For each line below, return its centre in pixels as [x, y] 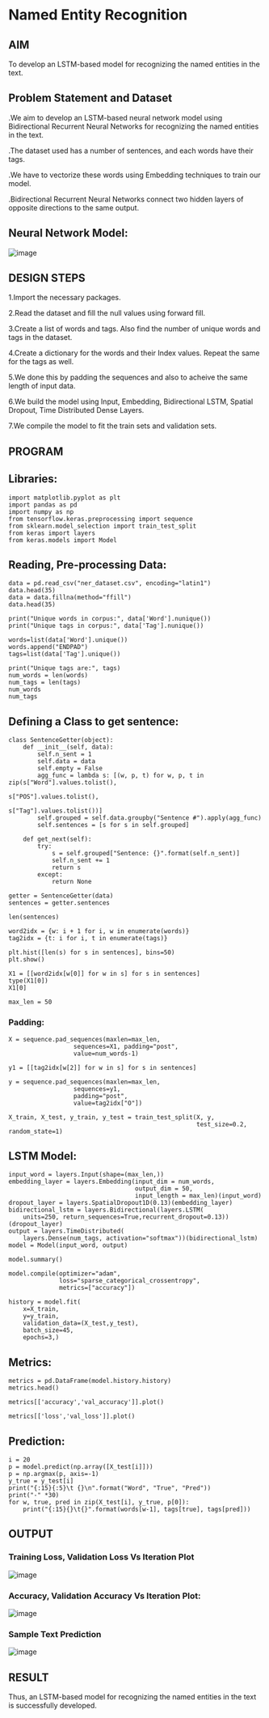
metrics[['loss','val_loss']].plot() [72, 1417]
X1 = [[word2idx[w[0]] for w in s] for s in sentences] [104, 974]
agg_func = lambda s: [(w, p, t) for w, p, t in [121, 776]
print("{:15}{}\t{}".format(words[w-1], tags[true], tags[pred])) [137, 1509]
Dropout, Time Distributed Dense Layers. [76, 410]
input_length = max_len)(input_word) [198, 1196]
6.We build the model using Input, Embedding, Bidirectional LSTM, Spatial [131, 401]
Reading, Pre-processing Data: [88, 565]
